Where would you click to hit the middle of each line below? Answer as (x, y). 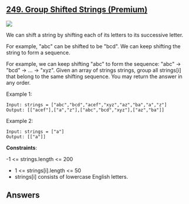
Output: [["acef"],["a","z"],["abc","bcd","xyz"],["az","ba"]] (85, 110)
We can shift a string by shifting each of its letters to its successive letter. (95, 35)
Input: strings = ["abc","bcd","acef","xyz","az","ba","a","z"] (87, 105)
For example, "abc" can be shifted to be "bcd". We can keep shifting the (93, 46)
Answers (23, 195)
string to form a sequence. (38, 52)
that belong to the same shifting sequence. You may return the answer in (94, 76)
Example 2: (20, 121)
